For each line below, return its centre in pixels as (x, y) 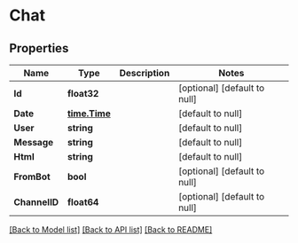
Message (34, 142)
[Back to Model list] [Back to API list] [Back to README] (111, 230)
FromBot (32, 176)
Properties (39, 48)
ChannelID (36, 202)
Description (145, 73)
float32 (83, 94)
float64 (83, 202)
